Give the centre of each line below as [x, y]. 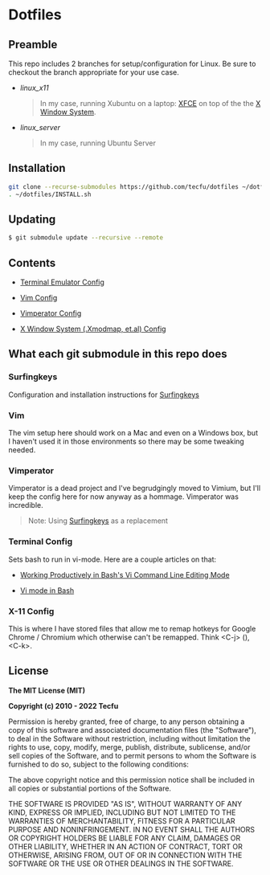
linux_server [40, 127]
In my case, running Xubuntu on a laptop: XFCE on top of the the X [150, 103]
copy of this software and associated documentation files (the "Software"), [133, 730]
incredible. [26, 505]
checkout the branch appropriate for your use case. [94, 72]
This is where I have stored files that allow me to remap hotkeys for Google [132, 628]
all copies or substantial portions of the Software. [90, 788]
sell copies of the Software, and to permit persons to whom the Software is [133, 755]
